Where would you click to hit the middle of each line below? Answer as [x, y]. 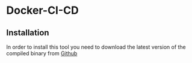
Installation [28, 33]
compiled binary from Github [42, 53]
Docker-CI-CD [43, 10]
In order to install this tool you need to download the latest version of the [96, 47]
